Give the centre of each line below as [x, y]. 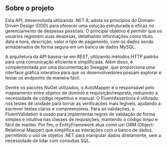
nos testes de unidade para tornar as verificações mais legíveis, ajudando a [83, 103]
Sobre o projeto [29, 8]
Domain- [147, 20]
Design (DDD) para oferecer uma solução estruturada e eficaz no [87, 25]
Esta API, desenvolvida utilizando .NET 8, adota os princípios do [71, 20]
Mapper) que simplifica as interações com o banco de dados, [90, 130]
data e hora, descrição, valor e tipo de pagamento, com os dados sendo [79, 41]
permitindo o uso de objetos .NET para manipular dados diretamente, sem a [83, 135]
